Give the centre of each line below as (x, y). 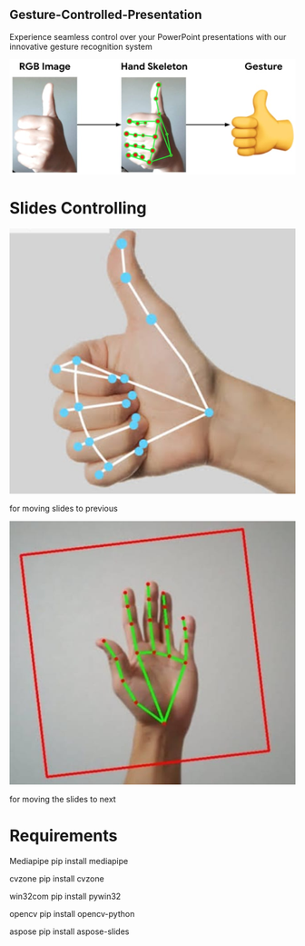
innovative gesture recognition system (81, 46)
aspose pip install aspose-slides (69, 931)
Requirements (64, 836)
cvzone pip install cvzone (57, 879)
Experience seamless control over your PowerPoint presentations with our (148, 36)
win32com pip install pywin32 (65, 896)
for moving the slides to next (63, 800)
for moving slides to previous (64, 508)
